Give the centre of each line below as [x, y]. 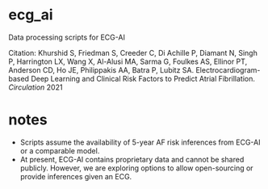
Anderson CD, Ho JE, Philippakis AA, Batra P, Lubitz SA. [101, 69]
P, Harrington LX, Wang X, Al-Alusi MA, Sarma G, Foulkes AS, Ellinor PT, [128, 61]
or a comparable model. [60, 150]
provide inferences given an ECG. [76, 176]
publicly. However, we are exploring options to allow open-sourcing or [136, 168]
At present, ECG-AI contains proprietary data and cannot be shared [132, 159]
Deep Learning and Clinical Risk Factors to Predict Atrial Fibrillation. [143, 78]
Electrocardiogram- [228, 69]
